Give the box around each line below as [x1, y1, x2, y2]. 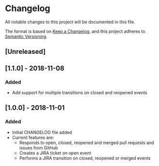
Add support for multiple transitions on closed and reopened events [12, 90, 148, 96]
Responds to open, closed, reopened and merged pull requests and [19, 139, 154, 146]
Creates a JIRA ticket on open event [19, 150, 91, 156]
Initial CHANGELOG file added [12, 129, 72, 135]
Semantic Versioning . [5, 33, 48, 39]
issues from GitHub [19, 145, 58, 150]
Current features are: [12, 134, 54, 140]
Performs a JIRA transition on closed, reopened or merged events [19, 155, 151, 161]
